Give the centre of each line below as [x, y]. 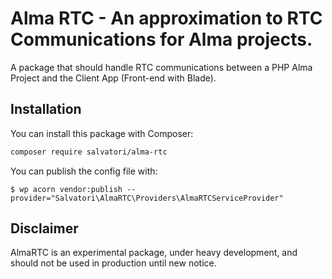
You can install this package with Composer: [102, 133]
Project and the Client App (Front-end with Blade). [113, 78]
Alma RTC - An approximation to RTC [166, 18]
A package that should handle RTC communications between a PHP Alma [161, 67]
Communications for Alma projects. [161, 39]
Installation [46, 109]
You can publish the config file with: [84, 171]
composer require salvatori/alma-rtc [89, 152]
